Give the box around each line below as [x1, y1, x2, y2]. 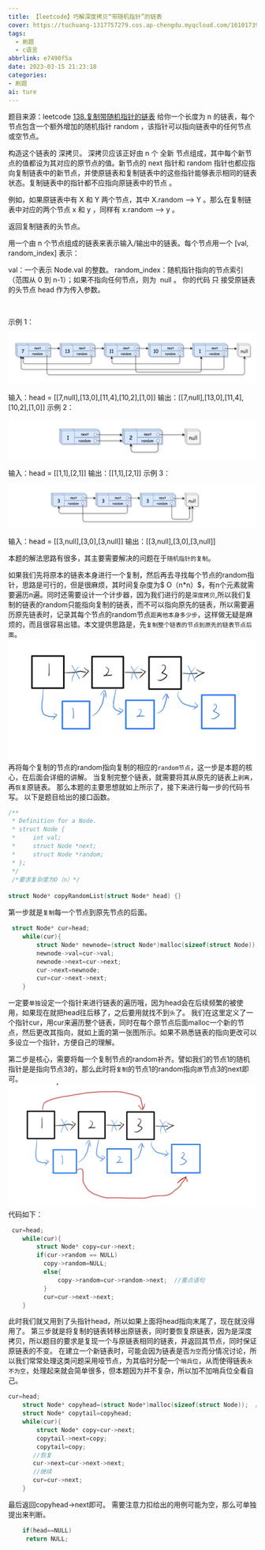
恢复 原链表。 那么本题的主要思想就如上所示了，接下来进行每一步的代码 [15, 782, 243, 791]
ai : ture [8, 88, 37, 96]
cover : [8, 21, 30, 29]
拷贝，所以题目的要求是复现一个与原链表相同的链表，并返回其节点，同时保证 [8, 1336, 257, 1346]
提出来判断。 [8, 1510, 50, 1519]
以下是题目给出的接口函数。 [23, 792, 114, 802]
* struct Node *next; [11, 843, 97, 851]
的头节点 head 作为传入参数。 [8, 285, 105, 294]
